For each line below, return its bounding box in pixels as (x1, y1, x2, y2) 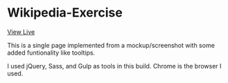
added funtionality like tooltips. (7, 48, 96, 57)
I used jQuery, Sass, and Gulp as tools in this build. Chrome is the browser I (7, 62, 222, 70)
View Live (7, 28, 35, 36)
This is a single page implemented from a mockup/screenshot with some (7, 41, 215, 49)
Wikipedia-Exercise (7, 5, 123, 21)
